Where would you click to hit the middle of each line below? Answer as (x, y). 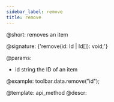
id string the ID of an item (46, 69)
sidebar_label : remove (34, 12)
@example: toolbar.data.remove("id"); (53, 81)
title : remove (24, 17)
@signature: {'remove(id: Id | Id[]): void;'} (57, 46)
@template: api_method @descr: (46, 92)
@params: (19, 58)
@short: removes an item (37, 34)
